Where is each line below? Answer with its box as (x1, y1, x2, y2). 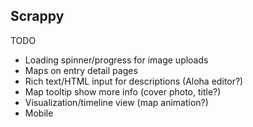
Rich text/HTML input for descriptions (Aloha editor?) (24, 75, 244, 87)
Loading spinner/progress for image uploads (24, 54, 209, 66)
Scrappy (10, 8, 65, 25)
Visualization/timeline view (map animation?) (24, 96, 209, 108)
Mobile (24, 107, 54, 119)
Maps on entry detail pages (24, 64, 138, 76)
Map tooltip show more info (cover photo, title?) (24, 85, 222, 98)
